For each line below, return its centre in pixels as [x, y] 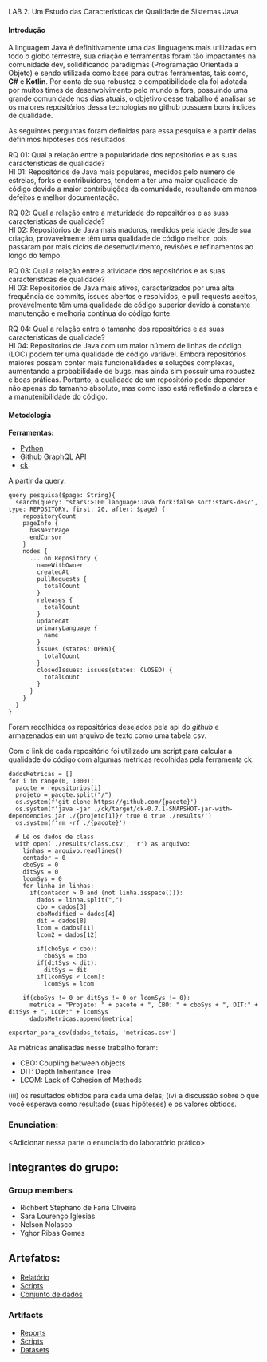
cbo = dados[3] [62, 907]
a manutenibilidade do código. [58, 397]
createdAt [53, 572]
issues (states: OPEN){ [76, 649]
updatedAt [53, 621]
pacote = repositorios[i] [59, 788]
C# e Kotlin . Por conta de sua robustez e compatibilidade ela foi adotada [128, 82]
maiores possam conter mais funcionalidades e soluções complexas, [122, 363]
